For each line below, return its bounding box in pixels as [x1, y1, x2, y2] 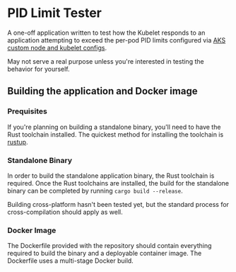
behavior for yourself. [7, 64, 70, 73]
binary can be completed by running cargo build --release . [7, 186, 183, 195]
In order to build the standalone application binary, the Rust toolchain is [7, 171, 215, 180]
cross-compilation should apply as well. [7, 208, 123, 216]
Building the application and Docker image [7, 85, 198, 97]
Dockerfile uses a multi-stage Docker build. [7, 256, 134, 265]
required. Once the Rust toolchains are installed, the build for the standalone [7, 178, 230, 187]
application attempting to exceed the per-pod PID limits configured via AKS [7, 35, 226, 44]
